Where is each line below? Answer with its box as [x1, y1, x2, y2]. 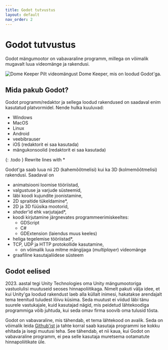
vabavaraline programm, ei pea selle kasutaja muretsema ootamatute [5, 333, 150, 339]
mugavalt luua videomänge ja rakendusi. [5, 61, 90, 67]
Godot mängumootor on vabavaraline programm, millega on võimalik [5, 55, 149, 62]
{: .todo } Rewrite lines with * [5, 157, 65, 163]
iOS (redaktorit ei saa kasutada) [12, 141, 79, 148]
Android [12, 131, 29, 137]
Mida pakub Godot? [5, 85, 69, 94]
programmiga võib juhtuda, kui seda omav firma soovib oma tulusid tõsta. [5, 307, 159, 313]
